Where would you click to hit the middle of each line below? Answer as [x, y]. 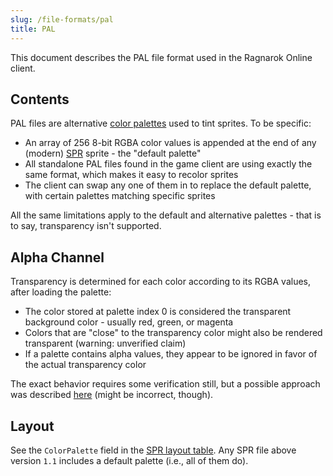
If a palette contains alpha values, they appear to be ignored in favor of [171, 354]
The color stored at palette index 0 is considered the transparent [158, 312]
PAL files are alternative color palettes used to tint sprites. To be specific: [161, 123]
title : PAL [33, 29]
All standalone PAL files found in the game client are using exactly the [168, 164]
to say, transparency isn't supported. [86, 226]
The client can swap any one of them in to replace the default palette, [168, 185]
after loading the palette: [61, 292]
